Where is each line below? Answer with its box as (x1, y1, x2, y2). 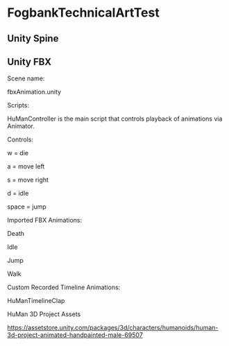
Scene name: (7, 74, 45, 83)
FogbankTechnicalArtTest (7, 5, 160, 21)
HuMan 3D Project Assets (7, 310, 81, 318)
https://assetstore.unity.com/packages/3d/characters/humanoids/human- (7, 324, 219, 332)
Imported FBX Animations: (7, 216, 83, 225)
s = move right (7, 175, 49, 184)
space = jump (7, 202, 46, 211)
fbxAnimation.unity (7, 88, 61, 96)
